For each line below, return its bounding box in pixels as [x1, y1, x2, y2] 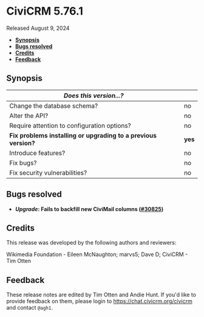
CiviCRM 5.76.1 [6, 4, 84, 18]
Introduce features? [9, 148, 66, 157]
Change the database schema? [9, 102, 98, 110]
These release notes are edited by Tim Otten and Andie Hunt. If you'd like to [6, 291, 196, 299]
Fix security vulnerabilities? [9, 169, 87, 177]
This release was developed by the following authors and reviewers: [6, 239, 177, 246]
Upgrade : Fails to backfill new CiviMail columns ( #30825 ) [15, 205, 164, 212]
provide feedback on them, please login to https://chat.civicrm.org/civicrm [6, 298, 192, 305]
